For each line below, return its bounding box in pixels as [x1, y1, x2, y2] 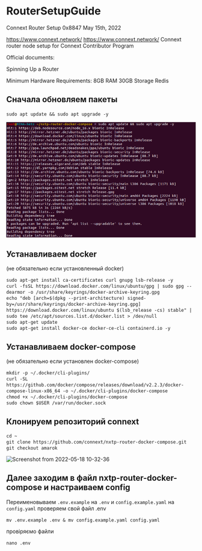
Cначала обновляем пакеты [6, 94, 118, 105]
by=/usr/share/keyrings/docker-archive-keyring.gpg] [6, 302, 141, 308]
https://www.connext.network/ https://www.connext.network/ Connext [6, 35, 182, 43]
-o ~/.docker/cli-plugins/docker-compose [63, 388, 168, 394]
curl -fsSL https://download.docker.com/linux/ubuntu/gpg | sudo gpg [6, 284, 185, 290]
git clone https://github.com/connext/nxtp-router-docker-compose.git [6, 439, 187, 445]
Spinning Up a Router [6, 65, 59, 73]
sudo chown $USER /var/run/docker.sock [6, 400, 106, 406]
